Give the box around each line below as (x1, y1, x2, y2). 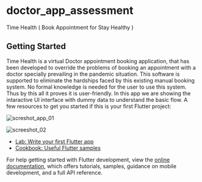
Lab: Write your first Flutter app (15, 138, 94, 145)
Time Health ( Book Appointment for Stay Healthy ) (6, 24, 134, 31)
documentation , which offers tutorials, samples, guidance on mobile (6, 162, 176, 170)
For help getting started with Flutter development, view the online (6, 156, 170, 163)
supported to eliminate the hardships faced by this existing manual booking (6, 76, 195, 84)
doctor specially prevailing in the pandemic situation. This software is (6, 70, 180, 78)
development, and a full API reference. (6, 169, 103, 176)
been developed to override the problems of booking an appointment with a (6, 64, 196, 71)
